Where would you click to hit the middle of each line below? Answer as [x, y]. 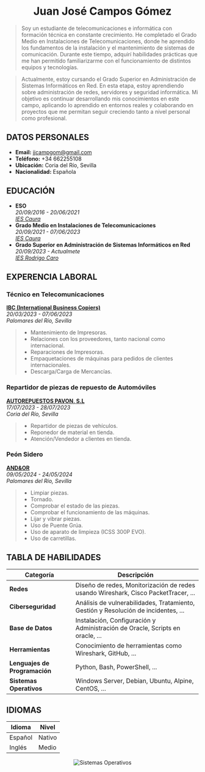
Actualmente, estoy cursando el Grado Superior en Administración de [109, 79]
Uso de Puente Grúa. [57, 525]
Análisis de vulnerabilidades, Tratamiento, [135, 602]
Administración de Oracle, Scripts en [128, 628]
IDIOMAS [24, 710]
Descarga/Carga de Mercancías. [71, 372]
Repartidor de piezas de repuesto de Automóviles [81, 388]
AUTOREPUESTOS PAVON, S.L [45, 401]
